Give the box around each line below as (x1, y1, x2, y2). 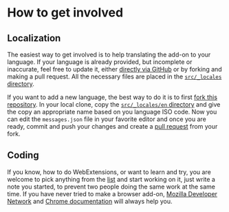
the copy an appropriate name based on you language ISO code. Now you (7, 108, 217, 116)
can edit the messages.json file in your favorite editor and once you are (7, 115, 206, 123)
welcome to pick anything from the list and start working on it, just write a (7, 175, 215, 183)
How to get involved (7, 5, 124, 21)
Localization (7, 32, 61, 44)
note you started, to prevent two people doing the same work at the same (7, 182, 215, 191)
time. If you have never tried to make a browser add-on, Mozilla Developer (7, 189, 218, 198)
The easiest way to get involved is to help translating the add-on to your (7, 50, 211, 59)
